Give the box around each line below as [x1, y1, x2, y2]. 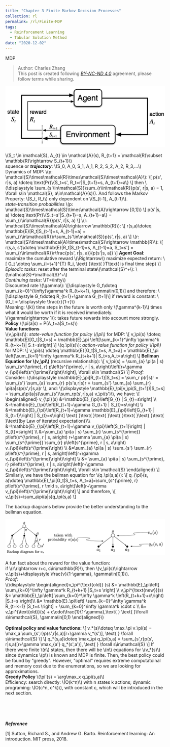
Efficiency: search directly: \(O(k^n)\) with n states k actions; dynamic [5, 679, 151, 685]
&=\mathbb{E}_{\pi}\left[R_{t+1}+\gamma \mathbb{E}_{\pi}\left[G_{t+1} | [5, 407, 155, 413]
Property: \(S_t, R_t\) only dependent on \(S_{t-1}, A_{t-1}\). [5, 196, 128, 202]
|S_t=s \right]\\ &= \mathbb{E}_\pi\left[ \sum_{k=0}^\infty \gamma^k [5, 598, 146, 604]
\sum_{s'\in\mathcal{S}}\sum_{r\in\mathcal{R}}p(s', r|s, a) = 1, [35, 185, 164, 191]
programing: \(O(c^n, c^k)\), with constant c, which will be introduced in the [5, 684, 163, 690]
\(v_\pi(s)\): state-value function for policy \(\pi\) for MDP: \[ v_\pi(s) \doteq [5, 331, 161, 338]
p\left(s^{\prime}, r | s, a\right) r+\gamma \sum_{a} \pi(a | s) [5, 434, 129, 441]
